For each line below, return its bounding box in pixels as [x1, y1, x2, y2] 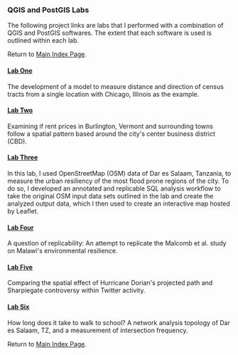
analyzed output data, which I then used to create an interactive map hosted [7, 199, 231, 208]
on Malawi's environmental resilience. [7, 247, 118, 255]
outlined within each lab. [7, 36, 80, 45]
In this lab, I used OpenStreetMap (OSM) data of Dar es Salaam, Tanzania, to [7, 169, 232, 177]
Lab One [7, 66, 33, 75]
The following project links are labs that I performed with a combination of [7, 21, 224, 30]
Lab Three [7, 153, 38, 161]
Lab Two [7, 106, 33, 115]
